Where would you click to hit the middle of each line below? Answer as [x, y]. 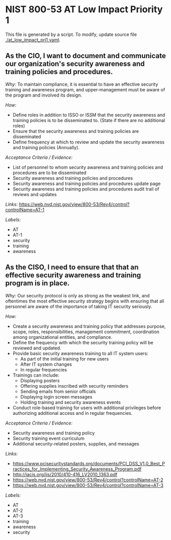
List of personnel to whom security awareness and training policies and [88, 167]
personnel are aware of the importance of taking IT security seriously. [79, 306]
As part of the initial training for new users [64, 359]
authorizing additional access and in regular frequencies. [72, 413]
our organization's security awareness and [75, 64]
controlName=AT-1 [25, 209]
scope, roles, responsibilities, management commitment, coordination [86, 332]
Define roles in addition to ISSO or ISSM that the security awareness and [89, 115]
